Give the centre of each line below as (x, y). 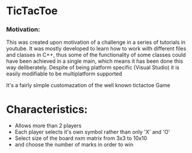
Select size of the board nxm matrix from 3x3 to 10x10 (81, 138)
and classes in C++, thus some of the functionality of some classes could (96, 55)
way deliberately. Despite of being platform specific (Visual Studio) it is (93, 68)
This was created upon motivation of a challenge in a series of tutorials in (96, 42)
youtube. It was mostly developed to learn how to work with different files (96, 49)
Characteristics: (47, 109)
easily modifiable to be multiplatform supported (64, 74)
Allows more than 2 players (48, 126)
